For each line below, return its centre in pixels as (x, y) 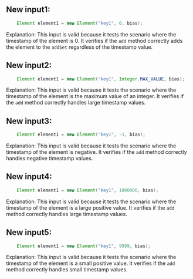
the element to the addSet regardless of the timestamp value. (79, 47)
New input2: (29, 65)
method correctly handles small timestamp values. (67, 270)
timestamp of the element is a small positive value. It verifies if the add (91, 263)
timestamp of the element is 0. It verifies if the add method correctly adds (94, 41)
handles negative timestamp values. (50, 159)
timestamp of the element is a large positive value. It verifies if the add (90, 207)
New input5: (29, 232)
